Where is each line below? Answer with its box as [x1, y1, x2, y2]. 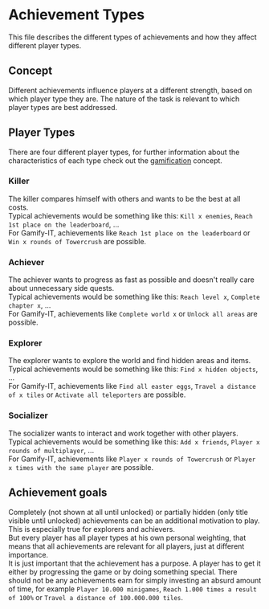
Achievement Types [8, 6, 145, 24]
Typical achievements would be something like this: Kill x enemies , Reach [8, 210, 253, 220]
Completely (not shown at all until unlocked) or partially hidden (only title [8, 507, 249, 517]
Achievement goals [8, 486, 108, 500]
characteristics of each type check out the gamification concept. [8, 155, 223, 166]
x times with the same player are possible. [8, 462, 154, 472]
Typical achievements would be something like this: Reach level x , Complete [8, 292, 260, 302]
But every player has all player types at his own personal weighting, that [8, 533, 247, 542]
